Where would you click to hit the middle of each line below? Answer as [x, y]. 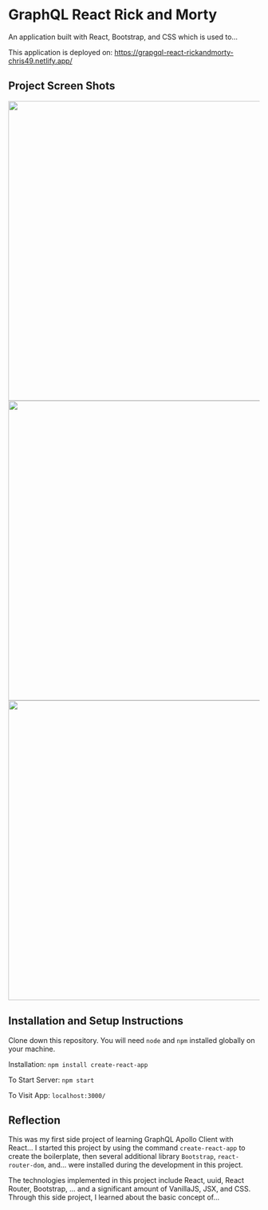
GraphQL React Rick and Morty [113, 15]
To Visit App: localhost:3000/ [57, 1095]
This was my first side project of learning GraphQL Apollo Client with [121, 1140]
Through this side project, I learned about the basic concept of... [114, 1197]
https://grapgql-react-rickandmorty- [174, 52]
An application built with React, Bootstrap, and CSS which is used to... [123, 37]
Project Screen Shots [62, 86]
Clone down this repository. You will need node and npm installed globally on [132, 1040]
